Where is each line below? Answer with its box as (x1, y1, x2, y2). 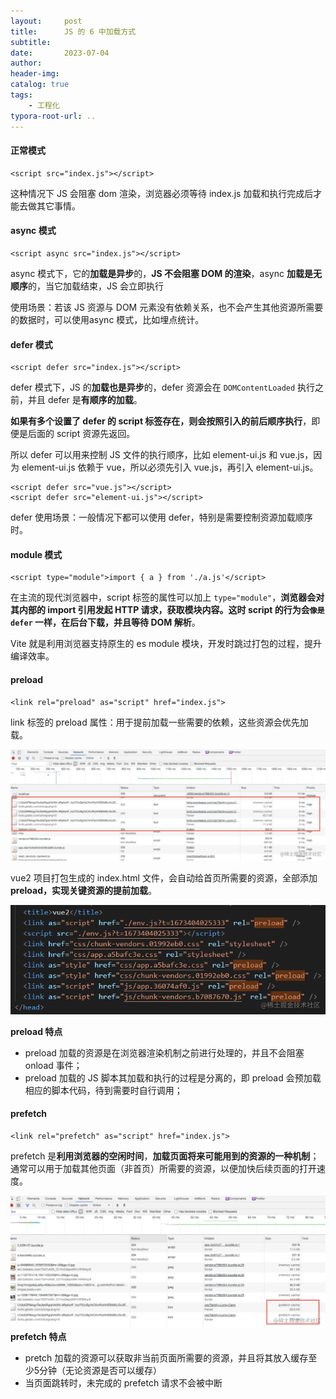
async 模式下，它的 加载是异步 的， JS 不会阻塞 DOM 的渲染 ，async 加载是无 (10, 267, 322, 279)
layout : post (10, 16, 83, 26)
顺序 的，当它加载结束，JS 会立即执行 (10, 280, 164, 292)
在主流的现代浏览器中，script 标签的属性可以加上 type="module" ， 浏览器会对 (10, 591, 325, 604)
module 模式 (10, 548, 63, 560)
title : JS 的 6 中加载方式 (10, 26, 137, 37)
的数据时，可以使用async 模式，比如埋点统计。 (10, 313, 205, 325)
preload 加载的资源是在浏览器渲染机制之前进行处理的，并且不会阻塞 (24, 1046, 305, 1059)
